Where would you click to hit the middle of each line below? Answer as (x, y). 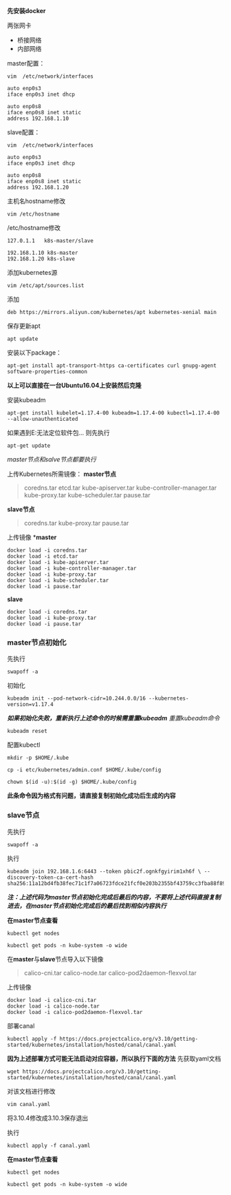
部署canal (21, 1026)
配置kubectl (24, 745)
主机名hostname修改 (36, 201)
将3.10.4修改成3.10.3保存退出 (48, 1118)
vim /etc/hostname (33, 214)
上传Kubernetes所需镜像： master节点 (62, 474)
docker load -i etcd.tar (43, 557)
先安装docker (26, 11)
